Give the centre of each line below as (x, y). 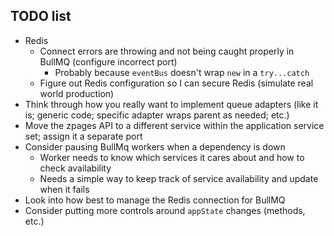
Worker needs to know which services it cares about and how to (172, 157)
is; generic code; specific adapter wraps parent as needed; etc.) (157, 115)
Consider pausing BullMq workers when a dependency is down (155, 146)
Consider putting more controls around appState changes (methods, (165, 210)
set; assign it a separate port (83, 136)
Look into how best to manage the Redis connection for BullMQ (155, 200)
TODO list (41, 16)
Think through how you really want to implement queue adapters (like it (171, 104)
